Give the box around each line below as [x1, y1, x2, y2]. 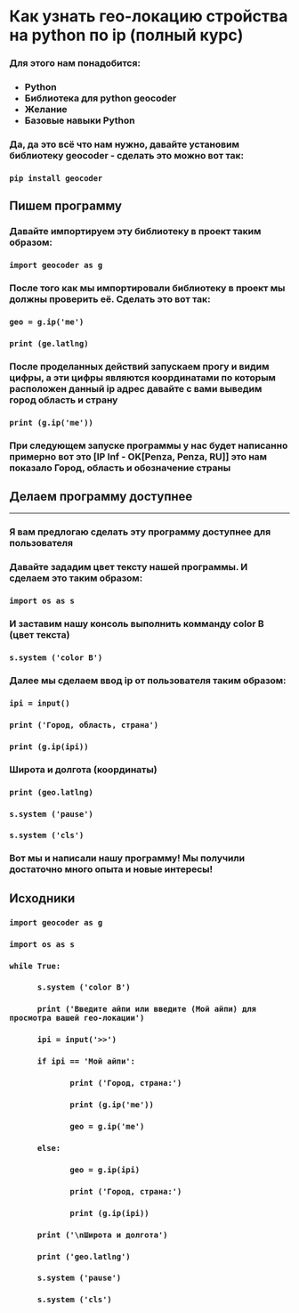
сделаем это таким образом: [9, 572, 143, 584]
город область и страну [9, 394, 118, 406]
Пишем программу [9, 199, 123, 214]
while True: [9, 960, 61, 971]
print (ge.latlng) [9, 338, 89, 348]
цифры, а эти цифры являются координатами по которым [9, 371, 276, 384]
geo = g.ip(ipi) [69, 1164, 141, 1175]
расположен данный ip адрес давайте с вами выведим [9, 382, 263, 395]
